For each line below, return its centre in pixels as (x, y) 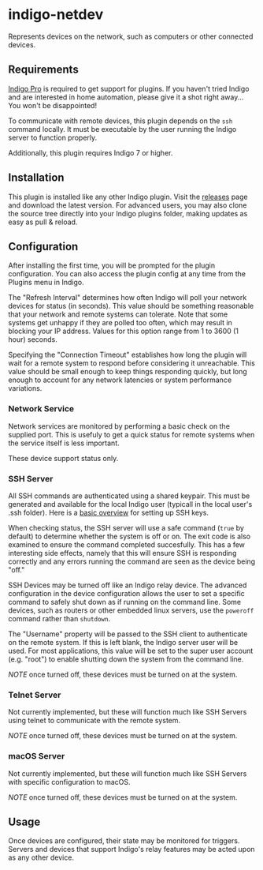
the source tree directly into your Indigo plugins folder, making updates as (128, 213)
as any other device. (41, 857)
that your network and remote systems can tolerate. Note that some (118, 314)
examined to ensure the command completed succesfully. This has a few (127, 544)
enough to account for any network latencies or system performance (120, 380)
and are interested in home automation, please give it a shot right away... (126, 97)
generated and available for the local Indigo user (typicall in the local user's (130, 504)
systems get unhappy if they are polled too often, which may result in (120, 323)
